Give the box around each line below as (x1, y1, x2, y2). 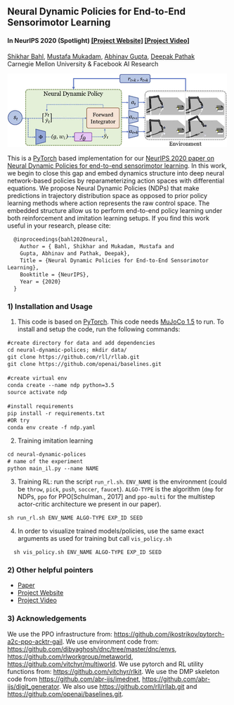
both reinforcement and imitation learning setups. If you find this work (7, 214, 209, 222)
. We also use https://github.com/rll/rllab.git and (58, 682, 197, 690)
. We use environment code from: (62, 637, 160, 646)
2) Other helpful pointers (7, 565, 93, 575)
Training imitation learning (17, 436, 93, 445)
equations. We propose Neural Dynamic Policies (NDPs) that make (7, 183, 200, 192)
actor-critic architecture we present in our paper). (17, 500, 162, 508)
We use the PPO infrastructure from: (7, 630, 112, 638)
